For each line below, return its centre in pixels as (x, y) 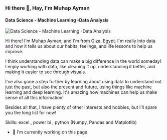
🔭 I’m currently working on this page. (50, 132)
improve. (14, 52)
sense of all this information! (35, 98)
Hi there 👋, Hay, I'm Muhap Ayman (48, 8)
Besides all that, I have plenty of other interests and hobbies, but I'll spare (81, 107)
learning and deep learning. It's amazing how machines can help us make (81, 92)
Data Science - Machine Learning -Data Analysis (57, 20)
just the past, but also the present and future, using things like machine (78, 87)
